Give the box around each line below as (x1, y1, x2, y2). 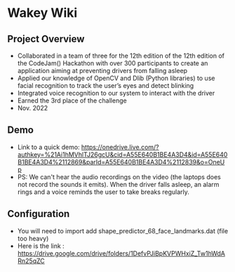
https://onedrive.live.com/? (81, 143, 159, 151)
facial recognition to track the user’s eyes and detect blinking (17, 82, 194, 89)
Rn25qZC (17, 257, 46, 265)
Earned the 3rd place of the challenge (17, 96, 128, 105)
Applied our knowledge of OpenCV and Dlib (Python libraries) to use (17, 74, 215, 82)
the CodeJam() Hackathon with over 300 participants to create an (17, 59, 208, 67)
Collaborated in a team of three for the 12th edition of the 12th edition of (17, 51, 224, 60)
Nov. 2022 (17, 104, 48, 112)
